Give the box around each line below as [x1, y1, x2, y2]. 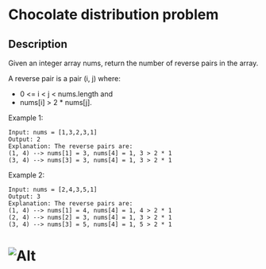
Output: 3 [8, 193, 41, 201]
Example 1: [8, 113, 44, 123]
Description [8, 37, 67, 51]
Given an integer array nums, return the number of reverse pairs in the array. [8, 58, 259, 68]
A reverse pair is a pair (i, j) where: [8, 74, 121, 83]
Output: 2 [8, 135, 41, 143]
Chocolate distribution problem [8, 6, 219, 24]
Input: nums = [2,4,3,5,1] [8, 185, 98, 193]
